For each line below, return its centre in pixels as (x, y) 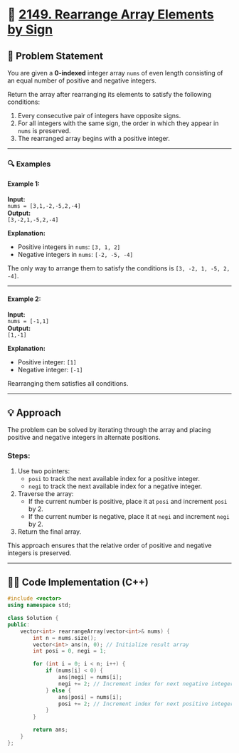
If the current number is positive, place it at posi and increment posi (128, 502)
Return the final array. (49, 532)
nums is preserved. (44, 131)
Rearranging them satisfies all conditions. (68, 384)
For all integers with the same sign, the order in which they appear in (118, 123)
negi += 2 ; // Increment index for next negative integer (146, 684)
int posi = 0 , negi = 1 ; (70, 651)
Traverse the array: (46, 494)
